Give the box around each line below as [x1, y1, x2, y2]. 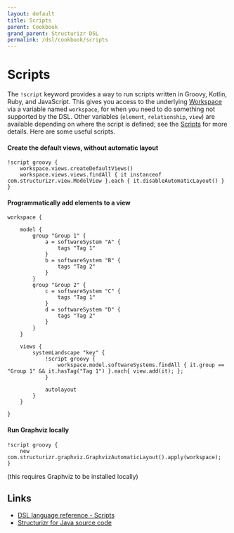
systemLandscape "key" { [32, 349, 105, 357]
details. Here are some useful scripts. [7, 127, 116, 136]
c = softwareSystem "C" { [44, 288, 121, 295]
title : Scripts [7, 17, 52, 24]
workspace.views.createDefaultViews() [20, 165, 134, 172]
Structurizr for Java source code [17, 518, 112, 527]
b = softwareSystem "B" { [44, 257, 121, 264]
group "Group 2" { [32, 282, 86, 289]
